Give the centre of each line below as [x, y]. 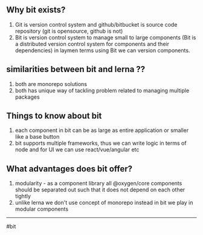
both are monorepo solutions [51, 84]
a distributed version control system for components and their [92, 44]
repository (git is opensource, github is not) [69, 31]
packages [27, 97]
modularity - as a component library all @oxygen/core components [98, 184]
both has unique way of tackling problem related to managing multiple [102, 90]
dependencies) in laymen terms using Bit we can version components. [102, 50]
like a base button [37, 137]
